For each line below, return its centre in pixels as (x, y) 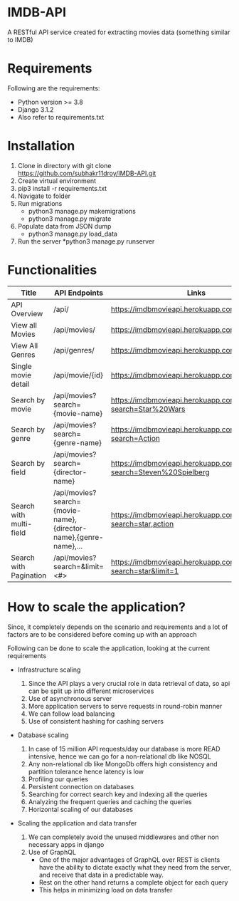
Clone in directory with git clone (64, 165)
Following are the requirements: (54, 88)
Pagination (29, 576)
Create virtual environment (57, 181)
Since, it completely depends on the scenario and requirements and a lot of (118, 627)
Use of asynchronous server (70, 698)
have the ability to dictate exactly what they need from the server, (135, 867)
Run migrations (40, 203)
